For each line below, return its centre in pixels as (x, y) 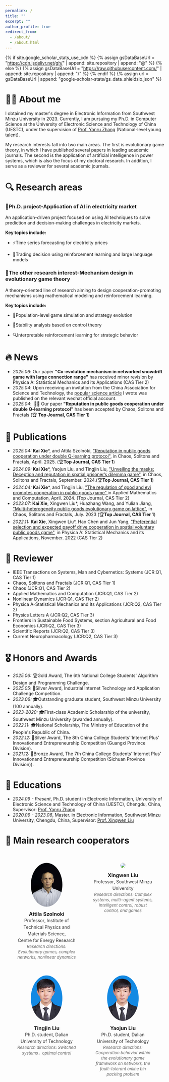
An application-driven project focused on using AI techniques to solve (78, 217)
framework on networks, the (123, 1064)
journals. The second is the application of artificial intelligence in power (79, 155)
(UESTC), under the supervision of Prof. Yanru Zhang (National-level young (83, 129)
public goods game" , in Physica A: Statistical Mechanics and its (78, 533)
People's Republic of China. (41, 732)
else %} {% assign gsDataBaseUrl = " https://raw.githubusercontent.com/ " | (83, 68)
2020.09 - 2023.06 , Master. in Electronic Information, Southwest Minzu (87, 815)
